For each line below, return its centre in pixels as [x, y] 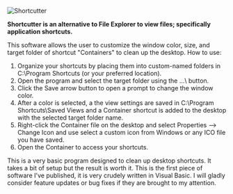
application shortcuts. [40, 32]
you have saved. [41, 140]
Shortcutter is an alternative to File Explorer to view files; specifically [109, 24]
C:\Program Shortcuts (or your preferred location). [89, 73]
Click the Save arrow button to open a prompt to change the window [115, 88]
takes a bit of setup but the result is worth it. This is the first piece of [105, 168]
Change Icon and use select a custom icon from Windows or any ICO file [121, 132]
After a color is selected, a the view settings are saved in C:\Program [115, 103]
